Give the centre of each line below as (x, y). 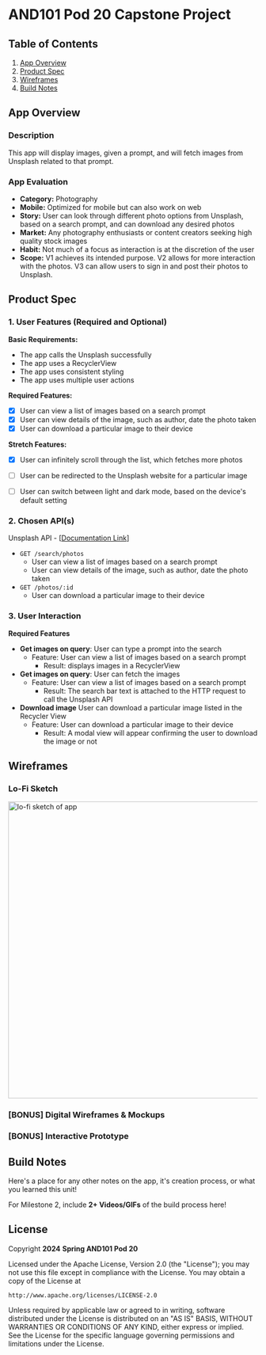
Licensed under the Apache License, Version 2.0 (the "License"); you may (129, 1264)
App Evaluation (38, 181)
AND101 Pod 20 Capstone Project (120, 15)
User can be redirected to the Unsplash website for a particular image (133, 475)
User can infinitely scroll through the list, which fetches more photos (131, 459)
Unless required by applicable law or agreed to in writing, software (117, 1310)
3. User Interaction (45, 616)
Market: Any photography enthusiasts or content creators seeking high (136, 232)
